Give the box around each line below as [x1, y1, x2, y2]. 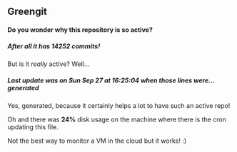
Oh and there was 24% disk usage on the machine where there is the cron [7, 115, 227, 124]
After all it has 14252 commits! [7, 42, 101, 50]
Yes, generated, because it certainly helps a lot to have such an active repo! [7, 101, 231, 109]
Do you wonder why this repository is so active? [7, 25, 153, 34]
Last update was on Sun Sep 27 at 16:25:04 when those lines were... [7, 76, 216, 85]
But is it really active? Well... [7, 60, 90, 68]
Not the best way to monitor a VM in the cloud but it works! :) [7, 136, 187, 145]
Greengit [7, 6, 48, 18]
